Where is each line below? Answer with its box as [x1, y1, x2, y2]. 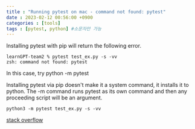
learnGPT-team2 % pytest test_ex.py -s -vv [6, 54, 118, 60]
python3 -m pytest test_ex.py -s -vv [6, 106, 101, 112]
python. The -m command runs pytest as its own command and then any [6, 88, 187, 95]
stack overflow [6, 116, 43, 124]
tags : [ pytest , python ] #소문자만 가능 [6, 25, 101, 32]
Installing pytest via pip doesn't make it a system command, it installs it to [6, 81, 189, 89]
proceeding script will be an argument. [6, 94, 103, 101]
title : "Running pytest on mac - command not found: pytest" [6, 8, 166, 15]
